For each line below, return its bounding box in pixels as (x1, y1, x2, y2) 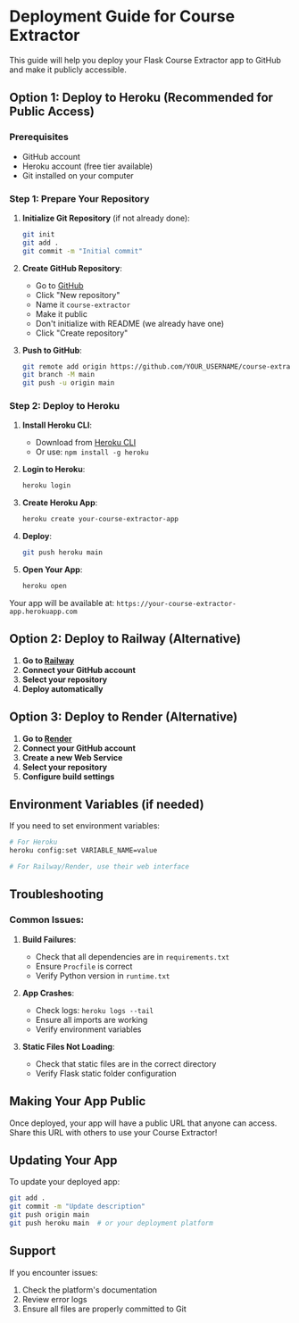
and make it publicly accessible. (9, 64, 127, 75)
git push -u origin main (21, 379, 115, 387)
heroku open (21, 582, 67, 591)
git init (21, 229, 55, 238)
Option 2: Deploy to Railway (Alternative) (9, 631, 241, 646)
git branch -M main (21, 370, 96, 379)
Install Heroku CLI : (21, 420, 92, 430)
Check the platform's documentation (21, 1284, 158, 1295)
